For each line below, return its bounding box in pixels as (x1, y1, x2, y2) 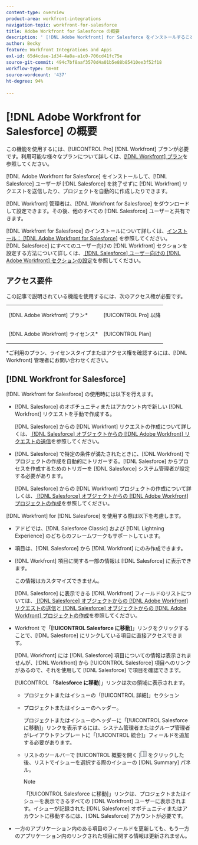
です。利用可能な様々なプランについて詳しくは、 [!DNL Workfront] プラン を (6, 153, 188, 160)
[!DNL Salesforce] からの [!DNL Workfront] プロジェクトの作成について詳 (14, 485, 192, 492)
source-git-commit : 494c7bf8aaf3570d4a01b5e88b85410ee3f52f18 (6, 59, 162, 65)
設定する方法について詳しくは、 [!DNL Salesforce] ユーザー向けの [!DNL (6, 250, 181, 257)
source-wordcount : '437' (6, 71, 67, 78)
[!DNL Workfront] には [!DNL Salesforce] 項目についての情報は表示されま (14, 652, 192, 659)
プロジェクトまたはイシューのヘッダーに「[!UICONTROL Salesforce (23, 717, 189, 724)
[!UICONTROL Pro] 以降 (103, 311, 161, 318)
